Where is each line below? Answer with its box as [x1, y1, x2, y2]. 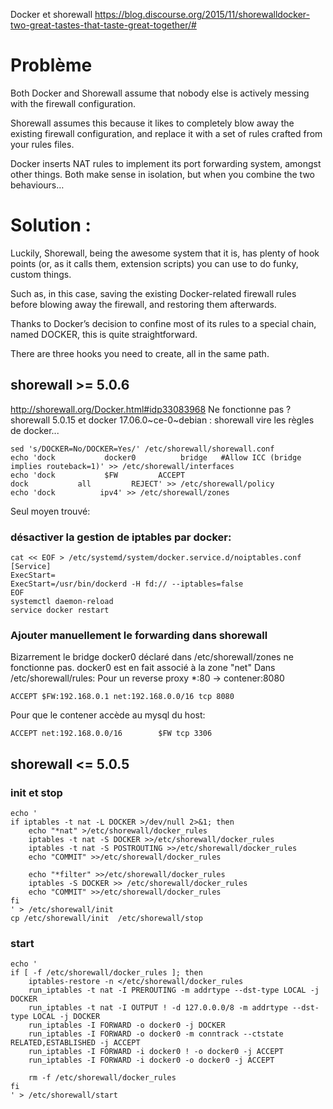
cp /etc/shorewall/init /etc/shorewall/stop [10, 913, 203, 923]
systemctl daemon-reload [10, 596, 114, 606]
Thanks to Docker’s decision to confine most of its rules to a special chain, [10, 317, 317, 329]
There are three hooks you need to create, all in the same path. [10, 347, 270, 359]
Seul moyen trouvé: [10, 505, 91, 517]
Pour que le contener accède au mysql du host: [10, 709, 206, 721]
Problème [10, 54, 93, 77]
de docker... [10, 424, 60, 436]
